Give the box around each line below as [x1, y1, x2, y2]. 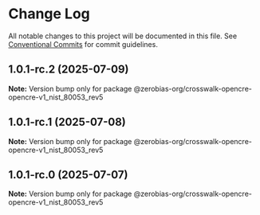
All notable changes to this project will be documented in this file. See [8, 31, 238, 41]
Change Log [8, 5, 90, 23]
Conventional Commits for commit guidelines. [8, 39, 158, 49]
